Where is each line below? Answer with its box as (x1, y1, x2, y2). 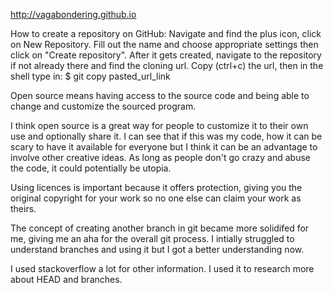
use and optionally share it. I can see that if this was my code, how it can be (10, 130, 323, 142)
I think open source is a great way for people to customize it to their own (10, 120, 309, 131)
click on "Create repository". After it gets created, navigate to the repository (10, 49, 322, 61)
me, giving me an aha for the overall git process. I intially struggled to (10, 233, 295, 244)
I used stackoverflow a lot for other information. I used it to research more (10, 263, 315, 274)
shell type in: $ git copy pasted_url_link (10, 70, 171, 82)
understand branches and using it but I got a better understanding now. (10, 244, 305, 255)
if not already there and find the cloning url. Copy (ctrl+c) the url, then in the (10, 60, 324, 71)
